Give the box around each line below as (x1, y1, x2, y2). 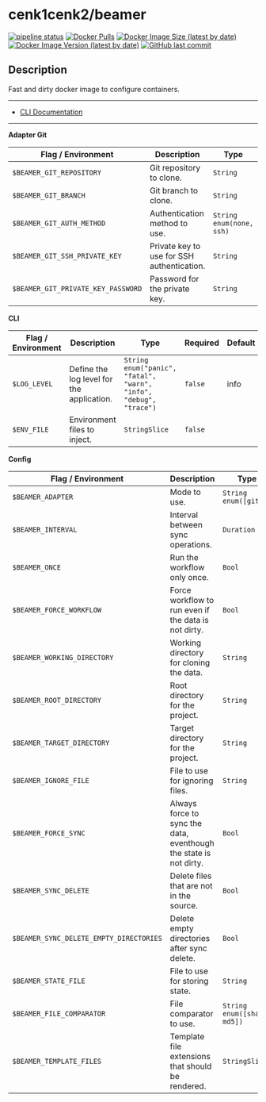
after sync (169, 943, 207, 954)
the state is (169, 847, 211, 858)
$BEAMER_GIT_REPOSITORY (12, 168, 102, 177)
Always (169, 797, 198, 808)
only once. (169, 571, 209, 582)
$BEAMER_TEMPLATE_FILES (12, 1057, 102, 1066)
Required (184, 337, 220, 348)
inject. (69, 434, 93, 445)
